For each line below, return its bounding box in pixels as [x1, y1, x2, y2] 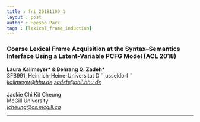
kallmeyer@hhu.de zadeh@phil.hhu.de [7, 78, 101, 85]
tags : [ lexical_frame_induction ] [7, 25, 93, 31]
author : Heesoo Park [7, 20, 61, 25]
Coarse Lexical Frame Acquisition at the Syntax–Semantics [7, 45, 180, 53]
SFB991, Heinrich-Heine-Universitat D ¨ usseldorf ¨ [7, 72, 133, 79]
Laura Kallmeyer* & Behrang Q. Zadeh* [7, 66, 106, 73]
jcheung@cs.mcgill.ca [7, 103, 61, 110]
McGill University [7, 97, 49, 104]
